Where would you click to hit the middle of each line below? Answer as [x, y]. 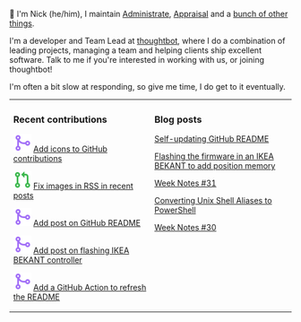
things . [22, 23]
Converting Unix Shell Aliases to [213, 201]
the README [37, 297]
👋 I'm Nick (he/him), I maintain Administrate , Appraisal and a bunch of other [149, 14]
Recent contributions [60, 119]
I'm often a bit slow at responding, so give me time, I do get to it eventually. [148, 87]
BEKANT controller [47, 260]
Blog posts [178, 119]
